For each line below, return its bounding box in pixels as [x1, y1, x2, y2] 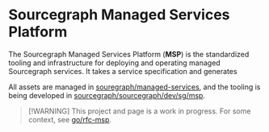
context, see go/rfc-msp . [27, 114, 111, 124]
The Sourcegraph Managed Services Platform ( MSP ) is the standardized [8, 49, 250, 59]
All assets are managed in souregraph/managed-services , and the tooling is [8, 82, 261, 92]
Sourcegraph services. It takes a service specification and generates [8, 66, 237, 76]
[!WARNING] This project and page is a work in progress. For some [27, 106, 251, 116]
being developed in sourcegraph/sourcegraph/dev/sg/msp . [8, 90, 206, 100]
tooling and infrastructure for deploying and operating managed [8, 58, 221, 68]
